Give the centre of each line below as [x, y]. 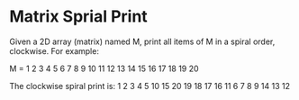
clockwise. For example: [54, 50]
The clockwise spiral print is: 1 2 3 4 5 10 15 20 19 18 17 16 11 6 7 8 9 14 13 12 [150, 86]
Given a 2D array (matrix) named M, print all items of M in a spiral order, [142, 41]
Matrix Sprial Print [79, 17]
